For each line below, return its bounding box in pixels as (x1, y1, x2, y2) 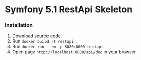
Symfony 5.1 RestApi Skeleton (5, 4, 133, 15)
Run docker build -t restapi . (12, 38, 79, 44)
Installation (5, 22, 33, 29)
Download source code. (12, 33, 62, 39)
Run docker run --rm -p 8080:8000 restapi (12, 44, 104, 50)
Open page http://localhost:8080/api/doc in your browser (12, 49, 136, 55)
